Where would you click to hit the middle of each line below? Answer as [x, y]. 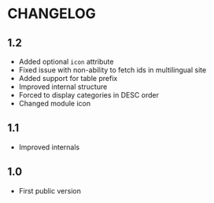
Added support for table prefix [68, 78]
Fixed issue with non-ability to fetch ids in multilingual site [113, 70]
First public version [50, 190]
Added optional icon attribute [66, 61]
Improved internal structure [63, 87]
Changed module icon [55, 103]
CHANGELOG [52, 14]
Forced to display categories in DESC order [89, 95]
